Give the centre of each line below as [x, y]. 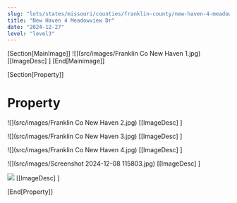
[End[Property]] [30, 192]
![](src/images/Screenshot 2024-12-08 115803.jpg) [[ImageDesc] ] [104, 164]
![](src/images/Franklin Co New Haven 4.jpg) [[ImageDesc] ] [95, 150]
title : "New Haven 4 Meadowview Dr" [61, 20]
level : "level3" [31, 33]
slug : [15, 14]
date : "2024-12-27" [36, 27]
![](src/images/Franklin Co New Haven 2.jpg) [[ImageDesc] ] [95, 123]
